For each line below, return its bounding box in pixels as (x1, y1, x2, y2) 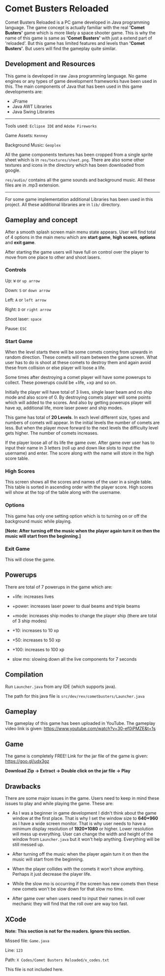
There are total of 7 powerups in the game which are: (5, 584, 112, 590)
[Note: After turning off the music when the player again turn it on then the (5, 527, 160, 533)
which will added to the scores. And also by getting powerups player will (5, 400, 152, 406)
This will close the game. (5, 557, 55, 563)
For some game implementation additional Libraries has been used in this (5, 196, 153, 202)
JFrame (12, 98, 28, 104)
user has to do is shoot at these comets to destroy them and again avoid (5, 360, 151, 366)
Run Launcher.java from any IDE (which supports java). (5, 683, 117, 689)
